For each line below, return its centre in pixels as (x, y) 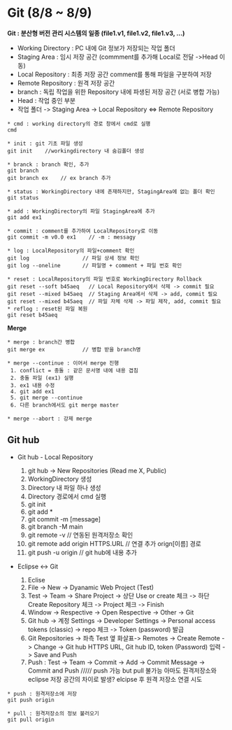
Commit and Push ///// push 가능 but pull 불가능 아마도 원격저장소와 (122, 671)
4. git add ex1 (32, 391)
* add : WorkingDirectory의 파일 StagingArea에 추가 (81, 211)
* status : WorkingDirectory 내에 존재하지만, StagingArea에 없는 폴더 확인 (111, 191)
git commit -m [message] (64, 519)
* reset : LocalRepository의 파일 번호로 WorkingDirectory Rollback (105, 279)
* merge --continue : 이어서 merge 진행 (63, 363)
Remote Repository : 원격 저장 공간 (66, 83)
